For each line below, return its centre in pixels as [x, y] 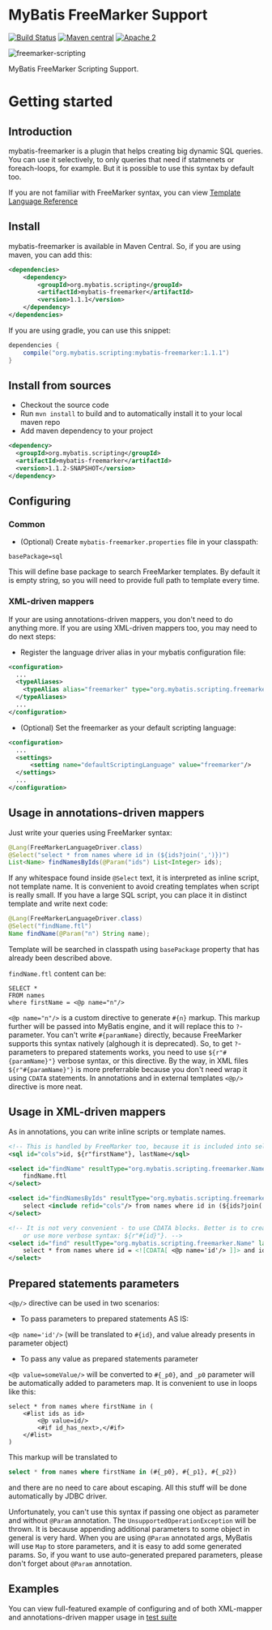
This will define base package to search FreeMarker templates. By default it [134, 572]
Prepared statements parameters [94, 1283]
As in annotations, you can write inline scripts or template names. [117, 1131]
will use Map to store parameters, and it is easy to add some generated [125, 1546]
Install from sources [60, 386]
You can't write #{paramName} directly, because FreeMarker [144, 1035]
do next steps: [32, 636]
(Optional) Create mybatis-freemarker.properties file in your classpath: [139, 542]
